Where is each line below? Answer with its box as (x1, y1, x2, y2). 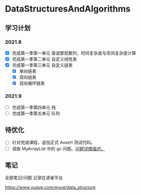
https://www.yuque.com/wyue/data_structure (5, 184, 96, 190)
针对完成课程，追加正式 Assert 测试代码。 (12, 139, 96, 145)
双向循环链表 (19, 81, 45, 86)
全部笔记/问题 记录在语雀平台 (5, 175, 63, 181)
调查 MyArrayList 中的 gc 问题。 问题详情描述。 (12, 146, 105, 152)
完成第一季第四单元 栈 (12, 104, 56, 110)
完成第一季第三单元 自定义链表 (12, 62, 73, 68)
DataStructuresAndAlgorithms (5, 3, 131, 14)
